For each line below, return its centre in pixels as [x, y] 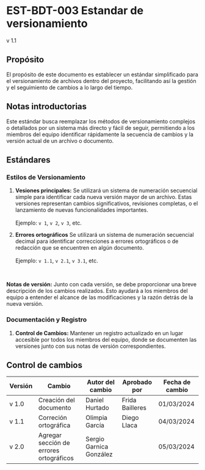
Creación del [57, 400]
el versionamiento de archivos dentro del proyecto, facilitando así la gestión [101, 81]
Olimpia [96, 418]
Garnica [97, 447]
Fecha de [177, 382]
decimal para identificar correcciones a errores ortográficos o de [97, 241]
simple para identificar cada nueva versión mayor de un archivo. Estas [103, 197]
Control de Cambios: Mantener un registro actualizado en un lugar [99, 333]
